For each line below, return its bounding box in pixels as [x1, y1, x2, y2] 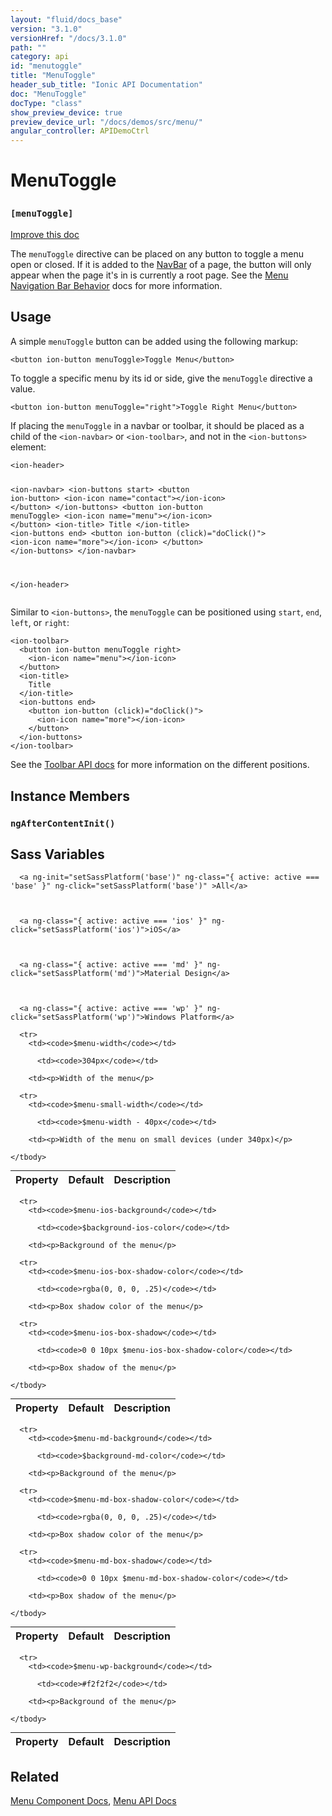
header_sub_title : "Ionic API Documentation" [10, 80, 203, 90]
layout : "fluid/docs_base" [10, 14, 123, 25]
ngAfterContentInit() [10, 817, 116, 829]
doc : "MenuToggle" [10, 89, 87, 99]
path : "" [10, 42, 47, 53]
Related [10, 1768, 60, 1785]
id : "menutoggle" [10, 61, 83, 71]
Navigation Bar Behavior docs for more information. [10, 279, 223, 291]
